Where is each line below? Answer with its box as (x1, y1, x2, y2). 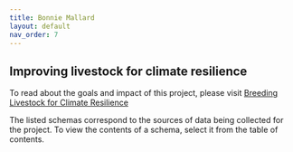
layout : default (9, 22, 71, 31)
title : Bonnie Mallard (9, 13, 95, 23)
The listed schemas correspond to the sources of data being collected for (9, 115, 284, 126)
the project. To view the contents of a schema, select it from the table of (9, 124, 279, 136)
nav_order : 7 (9, 30, 59, 39)
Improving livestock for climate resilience (9, 63, 248, 79)
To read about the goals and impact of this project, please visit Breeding (9, 88, 279, 99)
